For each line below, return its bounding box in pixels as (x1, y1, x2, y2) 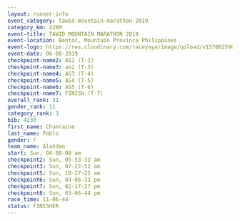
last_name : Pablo (7, 130, 59, 137)
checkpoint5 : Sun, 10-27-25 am (7, 169, 101, 177)
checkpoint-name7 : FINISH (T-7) (7, 90, 104, 97)
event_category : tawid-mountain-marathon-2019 (7, 17, 149, 24)
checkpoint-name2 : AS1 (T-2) (7, 57, 94, 64)
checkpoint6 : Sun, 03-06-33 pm (7, 176, 101, 183)
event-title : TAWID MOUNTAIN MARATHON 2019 (7, 30, 139, 38)
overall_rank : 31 (7, 97, 59, 104)
